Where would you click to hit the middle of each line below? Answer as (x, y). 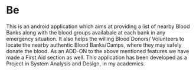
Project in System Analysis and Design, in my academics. (76, 63)
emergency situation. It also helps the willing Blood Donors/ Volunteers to (95, 39)
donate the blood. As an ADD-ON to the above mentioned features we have (98, 51)
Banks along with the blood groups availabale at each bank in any (86, 32)
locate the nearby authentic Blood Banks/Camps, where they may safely (94, 45)
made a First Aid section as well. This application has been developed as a (97, 57)
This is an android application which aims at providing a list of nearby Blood (98, 26)
